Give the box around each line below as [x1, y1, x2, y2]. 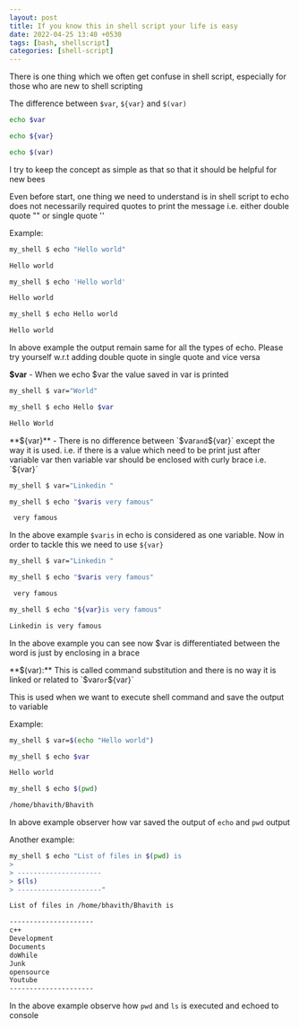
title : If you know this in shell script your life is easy [9, 22, 239, 31]
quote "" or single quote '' [9, 210, 105, 221]
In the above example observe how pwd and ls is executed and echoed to [9, 1000, 279, 1011]
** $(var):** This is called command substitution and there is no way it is [9, 664, 277, 675]
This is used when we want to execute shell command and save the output [9, 691, 285, 702]
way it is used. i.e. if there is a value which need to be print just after [9, 444, 261, 455]
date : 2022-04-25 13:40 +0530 [9, 30, 123, 39]
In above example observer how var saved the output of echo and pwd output [9, 817, 291, 827]
